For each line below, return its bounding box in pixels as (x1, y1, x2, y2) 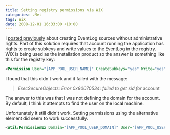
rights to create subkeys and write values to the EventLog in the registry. (5, 46, 156, 52)
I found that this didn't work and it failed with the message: (5, 76, 128, 82)
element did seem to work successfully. (5, 115, 89, 121)
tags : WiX (5, 17, 26, 22)
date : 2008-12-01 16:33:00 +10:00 (5, 21, 78, 27)
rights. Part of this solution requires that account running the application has (5, 41, 164, 47)
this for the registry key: (5, 56, 55, 63)
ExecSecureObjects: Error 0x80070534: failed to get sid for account (17, 85, 160, 91)
